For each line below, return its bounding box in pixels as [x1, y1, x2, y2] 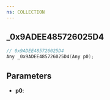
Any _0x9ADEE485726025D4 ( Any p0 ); [6, 53, 95, 60]
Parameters [6, 71, 52, 81]
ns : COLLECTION [6, 9, 45, 15]
